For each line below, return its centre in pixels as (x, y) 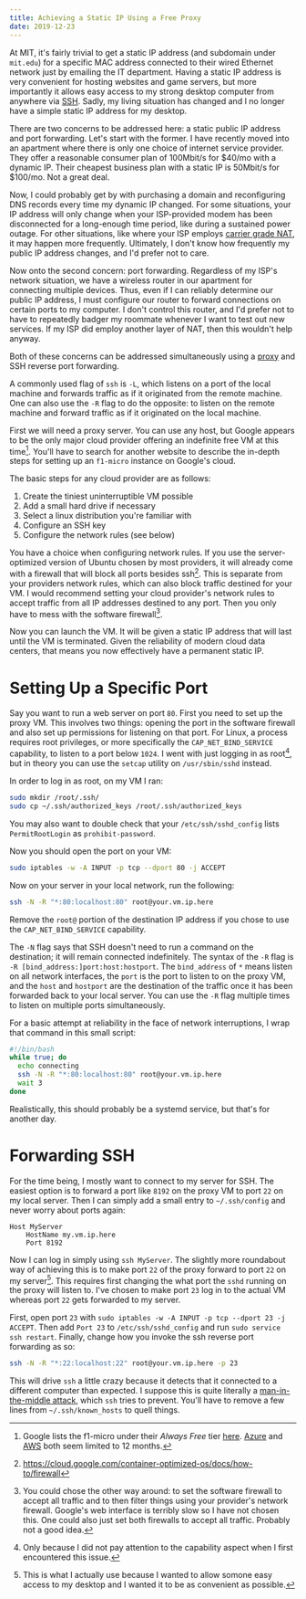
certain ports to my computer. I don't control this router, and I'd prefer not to (152, 309)
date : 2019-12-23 (42, 26)
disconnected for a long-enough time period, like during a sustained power (150, 224)
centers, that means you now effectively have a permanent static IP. (137, 651)
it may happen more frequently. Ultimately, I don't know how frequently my (149, 243)
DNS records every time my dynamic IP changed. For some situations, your (150, 204)
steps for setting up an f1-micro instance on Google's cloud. (123, 461)
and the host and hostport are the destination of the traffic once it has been (151, 985)
